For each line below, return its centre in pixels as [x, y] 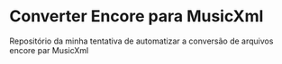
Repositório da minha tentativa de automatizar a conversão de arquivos [141, 41]
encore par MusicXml [49, 50]
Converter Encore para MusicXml [136, 16]
